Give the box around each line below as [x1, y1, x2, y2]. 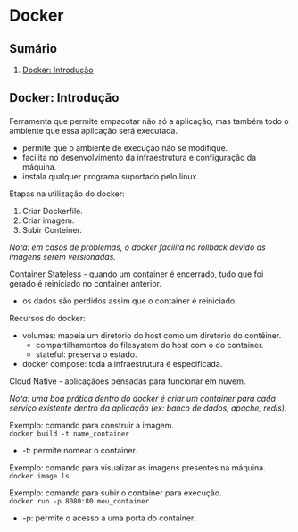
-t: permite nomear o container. [21, 445, 138, 456]
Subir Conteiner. [21, 225, 82, 236]
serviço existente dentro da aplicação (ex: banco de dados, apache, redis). [9, 403, 287, 413]
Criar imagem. [21, 215, 75, 226]
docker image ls [9, 472, 70, 481]
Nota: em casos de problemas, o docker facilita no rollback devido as [9, 242, 266, 253]
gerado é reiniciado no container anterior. [9, 278, 162, 289]
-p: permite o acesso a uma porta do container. [21, 512, 196, 523]
